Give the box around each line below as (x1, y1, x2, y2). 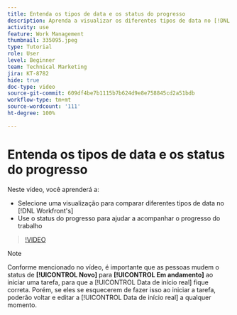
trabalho (17, 221, 43, 230)
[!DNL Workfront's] (17, 206, 74, 215)
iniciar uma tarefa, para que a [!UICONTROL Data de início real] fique (7, 278, 209, 287)
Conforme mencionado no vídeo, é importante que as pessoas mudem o (7, 262, 220, 271)
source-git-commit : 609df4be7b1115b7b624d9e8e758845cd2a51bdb (7, 90, 195, 97)
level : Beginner (7, 57, 55, 64)
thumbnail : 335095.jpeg (7, 37, 78, 44)
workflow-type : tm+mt (7, 97, 72, 104)
